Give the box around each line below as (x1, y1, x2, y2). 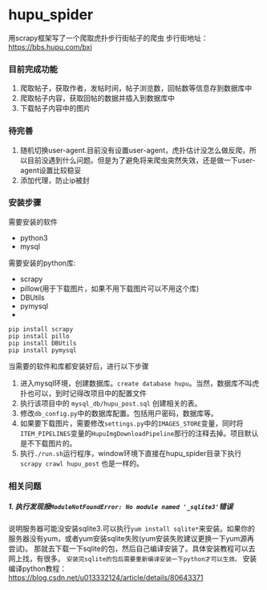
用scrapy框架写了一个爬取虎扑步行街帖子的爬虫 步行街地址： (8, 33, 208, 42)
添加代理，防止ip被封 (19, 175, 90, 185)
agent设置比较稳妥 (19, 165, 82, 175)
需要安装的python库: (8, 258, 76, 268)
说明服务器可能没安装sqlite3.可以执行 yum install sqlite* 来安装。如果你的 (8, 523, 255, 533)
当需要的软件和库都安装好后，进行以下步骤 (8, 361, 149, 370)
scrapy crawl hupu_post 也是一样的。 (19, 459, 144, 468)
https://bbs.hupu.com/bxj (8, 42, 92, 51)
